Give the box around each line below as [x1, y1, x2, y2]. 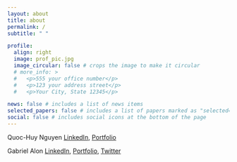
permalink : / [7, 23, 46, 30]
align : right [13, 49, 52, 56]
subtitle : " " [7, 29, 49, 37]
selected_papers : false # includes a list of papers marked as [7, 107, 197, 114]
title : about [7, 17, 46, 24]
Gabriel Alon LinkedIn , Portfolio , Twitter [7, 147, 121, 155]
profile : [7, 43, 33, 50]
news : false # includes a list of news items [7, 101, 143, 108]
